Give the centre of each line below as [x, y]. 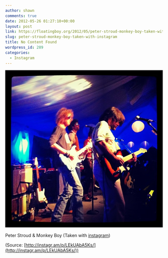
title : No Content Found [31, 42]
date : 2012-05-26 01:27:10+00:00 [40, 21]
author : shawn [20, 10]
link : [11, 32]
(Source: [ [15, 245]
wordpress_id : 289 [24, 47]
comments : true [21, 16]
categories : [17, 52]
